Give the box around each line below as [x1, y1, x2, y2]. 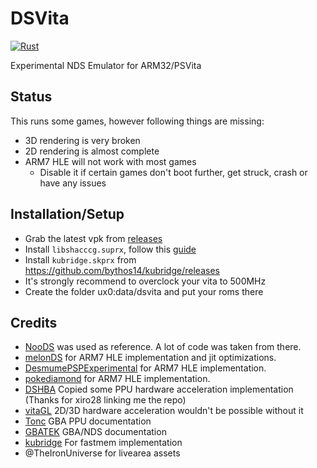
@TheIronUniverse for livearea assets [24, 447, 181, 459]
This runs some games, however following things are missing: [10, 115, 265, 127]
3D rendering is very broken [24, 134, 141, 146]
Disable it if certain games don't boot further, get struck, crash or [39, 166, 308, 178]
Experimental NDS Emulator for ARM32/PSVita [10, 59, 202, 71]
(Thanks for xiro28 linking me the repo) [24, 394, 187, 406]
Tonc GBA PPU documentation [24, 415, 152, 427]
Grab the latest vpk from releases [24, 232, 163, 244]
